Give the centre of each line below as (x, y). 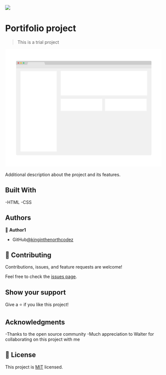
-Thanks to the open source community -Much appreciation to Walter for (80, 334)
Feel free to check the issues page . (41, 277)
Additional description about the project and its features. (63, 175)
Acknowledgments (35, 322)
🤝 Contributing (28, 255)
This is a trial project (38, 42)
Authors (18, 218)
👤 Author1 (16, 230)
